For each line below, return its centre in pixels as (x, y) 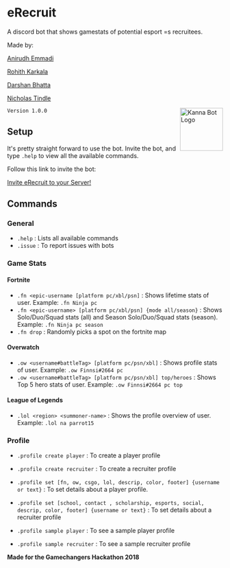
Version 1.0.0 (27, 111)
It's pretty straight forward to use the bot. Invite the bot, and (92, 148)
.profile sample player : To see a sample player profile (96, 531)
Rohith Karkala (28, 71)
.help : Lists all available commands (67, 238)
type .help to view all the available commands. (73, 155)
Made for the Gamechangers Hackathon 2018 (73, 557)
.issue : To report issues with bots (65, 246)
